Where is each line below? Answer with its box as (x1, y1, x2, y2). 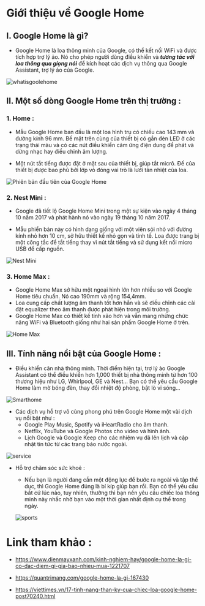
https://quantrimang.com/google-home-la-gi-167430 (15, 574, 149, 581)
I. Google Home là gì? (6, 31, 89, 41)
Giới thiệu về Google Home (6, 6, 144, 20)
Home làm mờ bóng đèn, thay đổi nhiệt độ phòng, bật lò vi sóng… (15, 384, 181, 392)
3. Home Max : (6, 272, 50, 281)
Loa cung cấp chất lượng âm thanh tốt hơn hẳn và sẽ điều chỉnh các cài (15, 299, 196, 306)
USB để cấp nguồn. (15, 245, 65, 252)
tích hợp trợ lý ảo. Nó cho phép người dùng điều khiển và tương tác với (15, 53, 195, 61)
